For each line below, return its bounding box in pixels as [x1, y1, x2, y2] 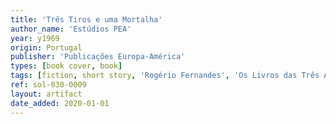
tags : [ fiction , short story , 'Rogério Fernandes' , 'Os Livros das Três [10, 71, 320, 81]
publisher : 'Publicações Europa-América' [10, 52, 186, 62]
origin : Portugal [10, 42, 83, 53]
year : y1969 [10, 33, 60, 43]
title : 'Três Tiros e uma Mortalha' [10, 14, 163, 25]
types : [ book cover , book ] [10, 61, 123, 71]
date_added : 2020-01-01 [10, 98, 110, 108]
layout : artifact [10, 89, 83, 99]
